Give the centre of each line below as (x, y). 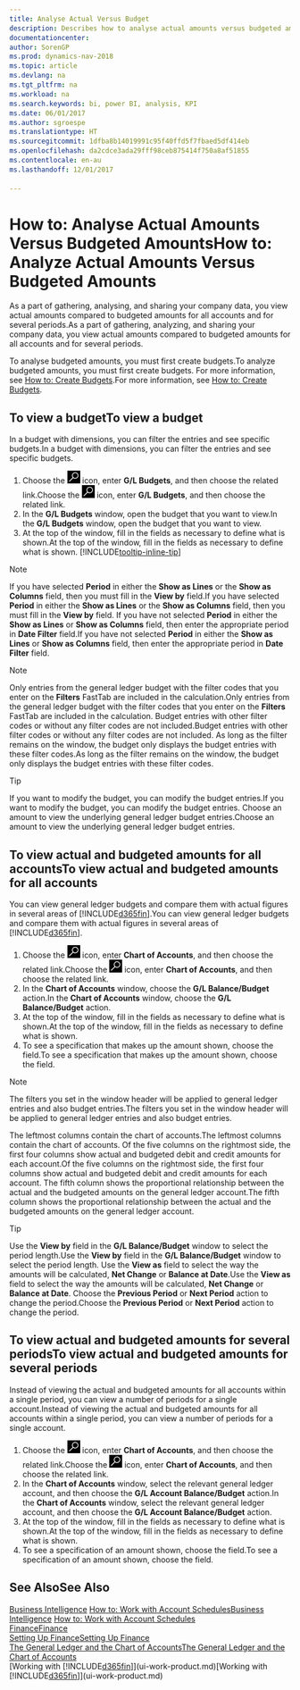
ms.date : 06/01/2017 (48, 113)
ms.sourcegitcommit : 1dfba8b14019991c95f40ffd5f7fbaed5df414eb (129, 142)
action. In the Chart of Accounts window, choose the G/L (127, 998)
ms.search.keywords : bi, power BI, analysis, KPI (104, 104)
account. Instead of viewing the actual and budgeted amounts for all (133, 1409)
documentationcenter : (50, 38)
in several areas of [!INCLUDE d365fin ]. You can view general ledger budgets (149, 914)
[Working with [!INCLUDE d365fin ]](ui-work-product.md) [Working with (138, 1666)
